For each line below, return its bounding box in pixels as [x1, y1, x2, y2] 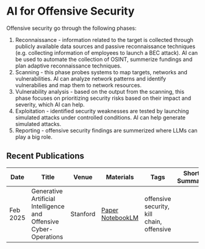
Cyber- [31, 225, 53, 233]
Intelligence [31, 202, 65, 211]
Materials [106, 172, 134, 181]
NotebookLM [101, 213, 139, 222]
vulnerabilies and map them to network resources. [15, 81, 142, 89]
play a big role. [15, 133, 53, 141]
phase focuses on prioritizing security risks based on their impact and [15, 94, 192, 102]
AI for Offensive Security [6, 4, 135, 18]
